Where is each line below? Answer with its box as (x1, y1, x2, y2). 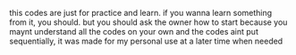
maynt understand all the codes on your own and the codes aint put (9, 27, 259, 36)
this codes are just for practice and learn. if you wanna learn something (9, 8, 273, 18)
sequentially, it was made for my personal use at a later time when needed (9, 35, 283, 46)
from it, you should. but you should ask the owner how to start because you (9, 17, 288, 27)
